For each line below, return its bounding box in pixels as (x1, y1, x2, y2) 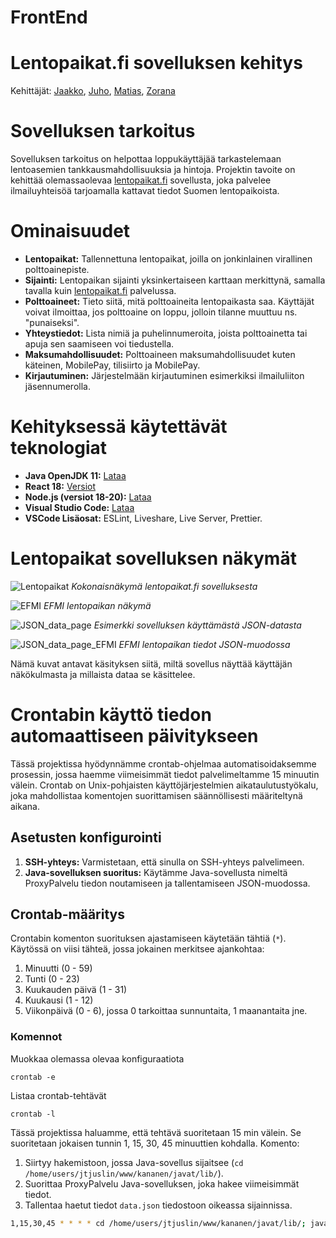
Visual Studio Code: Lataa (24, 501, 135, 513)
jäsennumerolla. (24, 381, 91, 392)
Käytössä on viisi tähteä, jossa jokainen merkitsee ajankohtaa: (10, 943, 265, 955)
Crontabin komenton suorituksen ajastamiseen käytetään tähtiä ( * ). (10, 932, 287, 945)
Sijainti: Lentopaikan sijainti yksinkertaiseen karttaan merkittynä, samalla (24, 274, 326, 286)
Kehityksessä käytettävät (10, 416, 228, 438)
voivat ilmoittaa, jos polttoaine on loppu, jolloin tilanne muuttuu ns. (24, 306, 298, 318)
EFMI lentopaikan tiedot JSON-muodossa (118, 638, 291, 650)
